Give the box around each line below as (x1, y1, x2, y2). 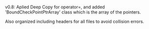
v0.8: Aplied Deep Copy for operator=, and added (5, 4, 105, 10)
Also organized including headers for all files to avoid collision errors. (5, 19, 144, 24)
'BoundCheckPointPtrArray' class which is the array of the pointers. (5, 9, 141, 15)
